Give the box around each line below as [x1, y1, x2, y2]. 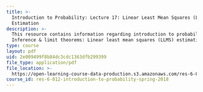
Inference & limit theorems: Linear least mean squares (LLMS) [11, 37, 174, 43]
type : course [6, 43, 39, 49]
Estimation [11, 20, 39, 26]
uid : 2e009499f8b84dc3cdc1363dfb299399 [6, 54, 107, 60]
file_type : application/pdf [6, 59, 77, 65]
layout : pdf [6, 48, 36, 54]
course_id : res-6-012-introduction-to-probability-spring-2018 [6, 76, 169, 82]
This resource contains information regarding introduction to [11, 31, 174, 38]
